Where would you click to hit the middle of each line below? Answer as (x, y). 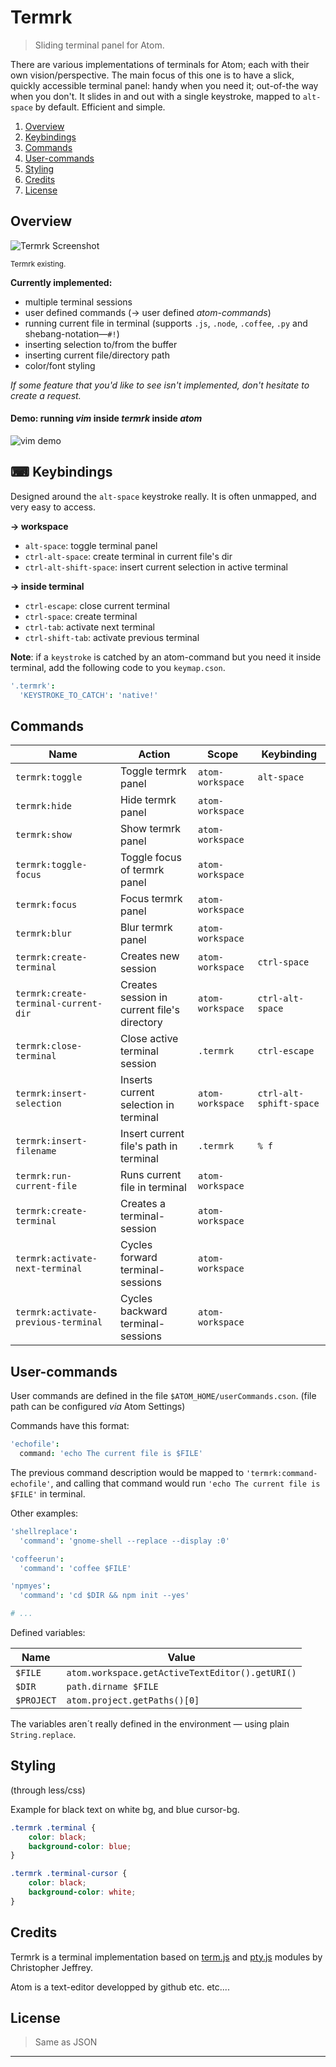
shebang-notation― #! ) (72, 333)
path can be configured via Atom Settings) (98, 1407)
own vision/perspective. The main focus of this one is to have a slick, (152, 75)
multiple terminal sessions (78, 302)
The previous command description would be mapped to (127, 1472)
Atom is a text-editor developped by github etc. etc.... (120, 1987)
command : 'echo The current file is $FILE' (111, 1454)
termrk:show (44, 835)
